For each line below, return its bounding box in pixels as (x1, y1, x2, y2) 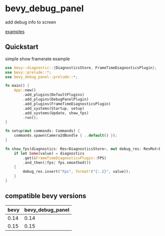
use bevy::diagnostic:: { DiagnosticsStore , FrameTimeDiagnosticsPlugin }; (5, 65, 157, 70)
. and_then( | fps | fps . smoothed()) (23, 160, 91, 165)
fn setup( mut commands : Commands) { (5, 128, 80, 134)
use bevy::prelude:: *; (5, 70, 52, 75)
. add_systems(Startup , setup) (23, 106, 84, 111)
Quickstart (5, 43, 39, 51)
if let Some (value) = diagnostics (14, 151, 84, 156)
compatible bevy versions (5, 192, 86, 200)
